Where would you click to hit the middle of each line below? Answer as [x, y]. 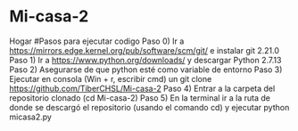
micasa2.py [30, 117]
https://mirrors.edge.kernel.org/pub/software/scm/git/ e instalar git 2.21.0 [144, 50]
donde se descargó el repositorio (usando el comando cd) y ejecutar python [149, 107]
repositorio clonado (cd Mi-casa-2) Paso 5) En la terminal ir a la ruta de [140, 98]
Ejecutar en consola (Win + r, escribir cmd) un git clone [111, 78]
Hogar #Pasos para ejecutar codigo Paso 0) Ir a [97, 41]
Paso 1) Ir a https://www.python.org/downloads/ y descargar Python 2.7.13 [145, 60]
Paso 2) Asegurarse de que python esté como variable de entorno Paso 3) [146, 70]
